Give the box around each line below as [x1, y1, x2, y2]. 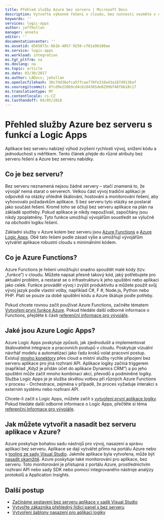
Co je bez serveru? [5, 170, 63, 178]
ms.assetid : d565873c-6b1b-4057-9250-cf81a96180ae [5, 43, 110, 48]
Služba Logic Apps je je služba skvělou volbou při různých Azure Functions [5, 376, 156, 382]
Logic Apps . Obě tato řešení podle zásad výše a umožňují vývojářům [5, 234, 143, 240]
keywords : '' [5, 16, 32, 21]
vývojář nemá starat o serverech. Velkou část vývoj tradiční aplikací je [5, 188, 145, 194]
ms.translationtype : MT [5, 89, 54, 94]
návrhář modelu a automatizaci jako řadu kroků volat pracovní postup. [5, 350, 146, 356]
